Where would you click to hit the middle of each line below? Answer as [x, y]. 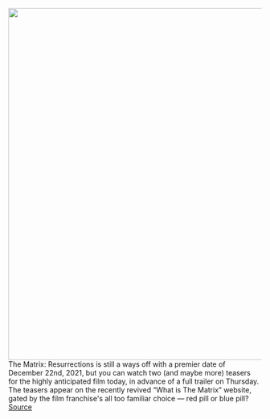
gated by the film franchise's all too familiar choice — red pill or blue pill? [129, 398]
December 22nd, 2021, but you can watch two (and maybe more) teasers [130, 373]
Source [20, 407]
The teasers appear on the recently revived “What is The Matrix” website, [130, 390]
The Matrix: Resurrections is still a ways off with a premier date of [117, 364]
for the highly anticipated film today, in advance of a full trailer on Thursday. [134, 381]
